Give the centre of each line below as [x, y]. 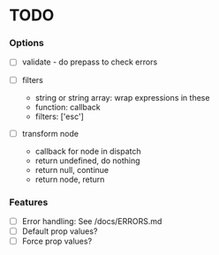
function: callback [68, 107]
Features [29, 202]
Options [26, 43]
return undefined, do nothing [87, 161]
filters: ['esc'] [59, 116]
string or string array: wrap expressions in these [122, 97]
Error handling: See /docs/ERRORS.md [92, 221]
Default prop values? [60, 231]
